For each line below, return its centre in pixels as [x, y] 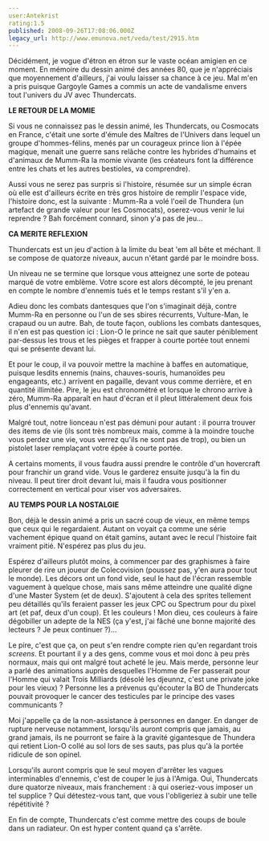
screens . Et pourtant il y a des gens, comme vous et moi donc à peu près [129, 654]
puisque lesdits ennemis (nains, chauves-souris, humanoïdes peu [117, 373]
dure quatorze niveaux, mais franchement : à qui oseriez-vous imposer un [131, 787]
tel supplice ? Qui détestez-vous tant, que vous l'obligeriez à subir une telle [132, 796]
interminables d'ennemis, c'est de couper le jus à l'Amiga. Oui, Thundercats [133, 778]
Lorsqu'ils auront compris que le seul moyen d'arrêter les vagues [116, 770]
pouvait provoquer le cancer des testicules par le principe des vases [122, 697]
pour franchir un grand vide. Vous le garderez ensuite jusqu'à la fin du [124, 472]
